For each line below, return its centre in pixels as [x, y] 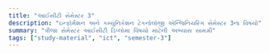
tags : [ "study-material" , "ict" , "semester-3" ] [90, 38]
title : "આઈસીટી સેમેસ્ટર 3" [52, 15]
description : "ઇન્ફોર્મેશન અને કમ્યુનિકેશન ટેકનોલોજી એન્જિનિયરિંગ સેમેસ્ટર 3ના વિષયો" [135, 23]
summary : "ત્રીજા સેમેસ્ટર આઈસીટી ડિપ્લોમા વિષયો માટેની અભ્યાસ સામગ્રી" [112, 30]
